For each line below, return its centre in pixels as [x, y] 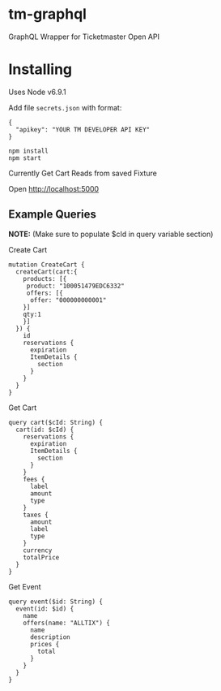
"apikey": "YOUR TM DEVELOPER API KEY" [83, 130]
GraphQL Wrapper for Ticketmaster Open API [84, 37]
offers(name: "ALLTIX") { [67, 623]
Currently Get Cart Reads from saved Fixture [83, 173]
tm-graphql [48, 14]
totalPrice [41, 557]
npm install [28, 151]
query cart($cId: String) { [56, 422]
